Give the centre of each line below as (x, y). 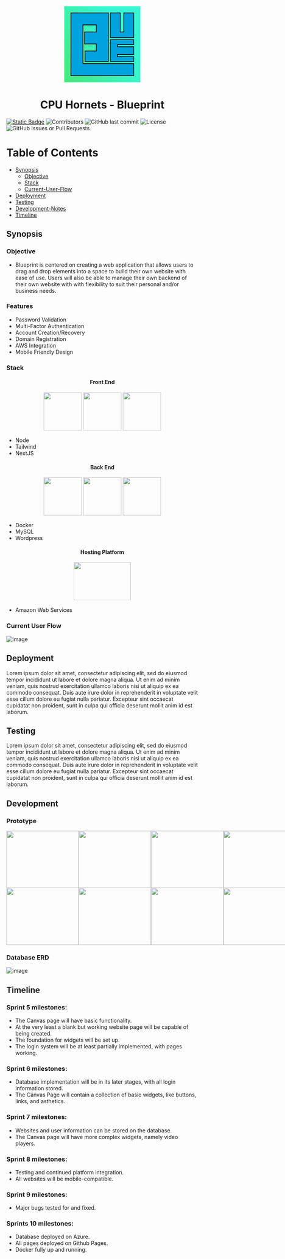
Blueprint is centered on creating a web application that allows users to (104, 265)
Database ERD (28, 957)
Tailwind (26, 446)
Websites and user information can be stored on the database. (93, 1130)
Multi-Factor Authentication (50, 326)
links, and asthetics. (40, 1101)
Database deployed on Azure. (52, 1237)
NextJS (24, 453)
